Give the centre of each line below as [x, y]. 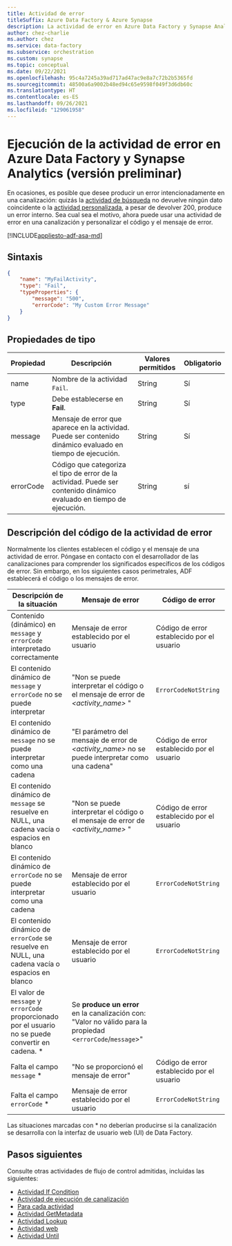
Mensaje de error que [87, 419]
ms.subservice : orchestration [51, 53]
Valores [157, 359]
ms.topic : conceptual [38, 65]
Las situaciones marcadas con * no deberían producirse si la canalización [112, 1125]
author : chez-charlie [38, 33]
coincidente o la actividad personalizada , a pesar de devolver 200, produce [115, 207]
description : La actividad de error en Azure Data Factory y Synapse [109, 26]
